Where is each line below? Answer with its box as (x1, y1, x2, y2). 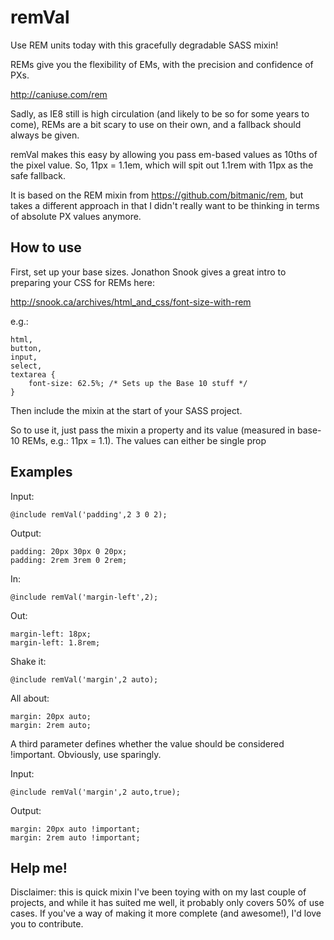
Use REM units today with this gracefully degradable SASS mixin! (10, 39, 279, 51)
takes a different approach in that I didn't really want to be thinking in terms (10, 199, 320, 211)
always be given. (10, 129, 80, 141)
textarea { (10, 369, 56, 380)
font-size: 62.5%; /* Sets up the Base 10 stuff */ (28, 378, 248, 388)
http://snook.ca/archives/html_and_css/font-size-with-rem (10, 296, 252, 308)
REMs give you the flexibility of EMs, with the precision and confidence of (10, 58, 314, 70)
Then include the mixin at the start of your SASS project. (10, 404, 243, 416)
